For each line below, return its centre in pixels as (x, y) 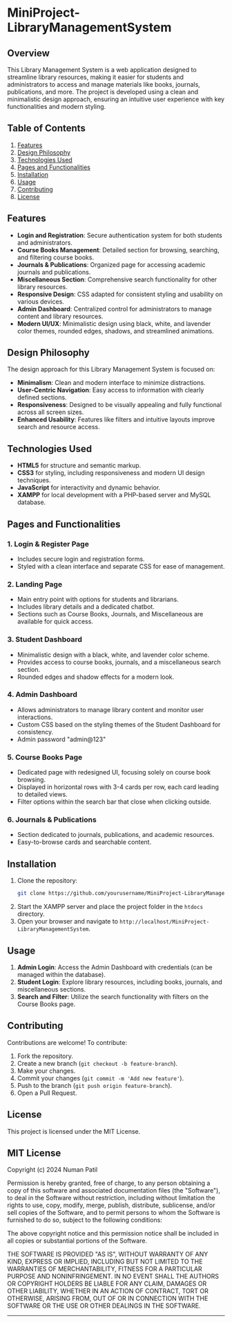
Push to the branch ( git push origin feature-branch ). (95, 1085)
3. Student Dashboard (45, 639)
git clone (31, 893)
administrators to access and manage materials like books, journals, (104, 84)
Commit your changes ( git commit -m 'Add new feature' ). (100, 1078)
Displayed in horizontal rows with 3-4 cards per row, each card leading (118, 787)
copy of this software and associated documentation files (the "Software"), (114, 1191)
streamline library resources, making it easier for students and (96, 77)
